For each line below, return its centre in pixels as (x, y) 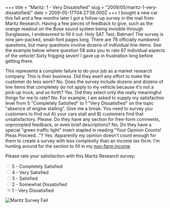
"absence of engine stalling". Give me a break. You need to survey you (79, 109)
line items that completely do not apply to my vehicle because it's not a (79, 87)
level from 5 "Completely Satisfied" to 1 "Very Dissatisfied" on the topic (79, 103)
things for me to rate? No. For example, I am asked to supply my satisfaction (85, 98)
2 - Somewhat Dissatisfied (40, 184)
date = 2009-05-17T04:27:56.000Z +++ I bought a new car (96, 13)
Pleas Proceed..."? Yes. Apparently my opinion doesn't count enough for (81, 135)
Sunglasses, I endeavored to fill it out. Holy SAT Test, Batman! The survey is (84, 34)
